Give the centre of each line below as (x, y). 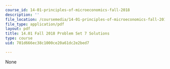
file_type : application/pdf (35, 24)
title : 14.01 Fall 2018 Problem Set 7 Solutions (57, 33)
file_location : (21, 19)
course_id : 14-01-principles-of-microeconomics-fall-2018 (68, 10)
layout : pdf (18, 29)
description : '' (22, 15)
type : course (19, 39)
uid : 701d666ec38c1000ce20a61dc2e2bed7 (47, 43)
